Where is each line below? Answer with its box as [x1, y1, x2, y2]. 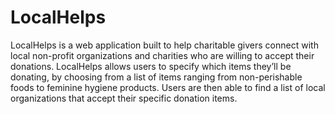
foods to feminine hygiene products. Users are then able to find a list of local [10, 81, 326, 93]
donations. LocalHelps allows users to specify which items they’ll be [10, 60, 292, 72]
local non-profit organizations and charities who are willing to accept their [10, 49, 315, 61]
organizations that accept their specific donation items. [10, 92, 238, 104]
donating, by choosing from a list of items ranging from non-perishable [10, 71, 303, 83]
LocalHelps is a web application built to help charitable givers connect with [10, 39, 319, 51]
